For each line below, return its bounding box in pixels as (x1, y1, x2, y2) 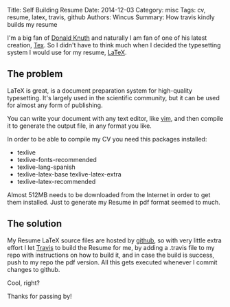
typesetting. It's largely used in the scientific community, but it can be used (7, 93, 220, 102)
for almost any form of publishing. (7, 101, 103, 109)
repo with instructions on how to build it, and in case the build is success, (7, 251, 215, 259)
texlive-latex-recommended (16, 177, 96, 185)
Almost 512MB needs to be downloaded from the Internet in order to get (7, 190, 211, 198)
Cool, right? (7, 278, 40, 287)
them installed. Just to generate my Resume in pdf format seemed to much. (7, 198, 221, 206)
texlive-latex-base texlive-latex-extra (16, 170, 122, 178)
